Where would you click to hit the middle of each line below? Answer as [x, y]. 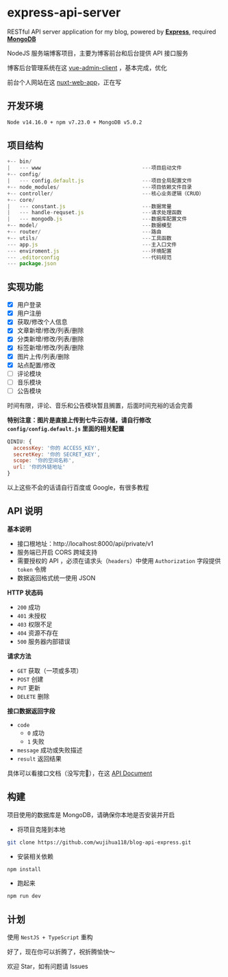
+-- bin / [20, 162]
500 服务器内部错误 [43, 641]
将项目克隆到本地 [41, 829]
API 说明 [25, 511]
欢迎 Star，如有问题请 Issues [48, 967]
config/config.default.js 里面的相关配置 [66, 428]
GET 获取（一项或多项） [50, 670]
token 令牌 [31, 569]
